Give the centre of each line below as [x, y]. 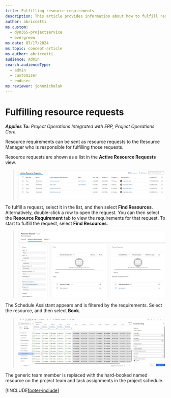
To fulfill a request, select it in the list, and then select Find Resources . [79, 207]
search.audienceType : [28, 65]
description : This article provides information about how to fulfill [82, 16]
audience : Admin [22, 59]
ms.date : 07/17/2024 [27, 43]
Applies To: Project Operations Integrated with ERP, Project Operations [80, 126]
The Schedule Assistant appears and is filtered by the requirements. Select [84, 305]
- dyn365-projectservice [36, 32]
